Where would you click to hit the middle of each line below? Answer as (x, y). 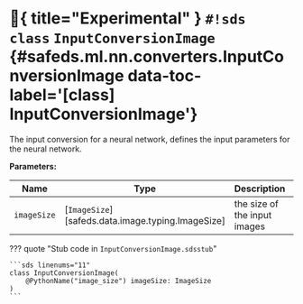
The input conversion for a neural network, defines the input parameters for (150, 139)
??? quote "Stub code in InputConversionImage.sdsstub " (113, 248)
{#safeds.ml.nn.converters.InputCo (147, 57)
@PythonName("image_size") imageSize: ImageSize (119, 281)
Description (260, 189)
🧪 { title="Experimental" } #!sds (128, 18)
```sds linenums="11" (50, 265)
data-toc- (165, 76)
